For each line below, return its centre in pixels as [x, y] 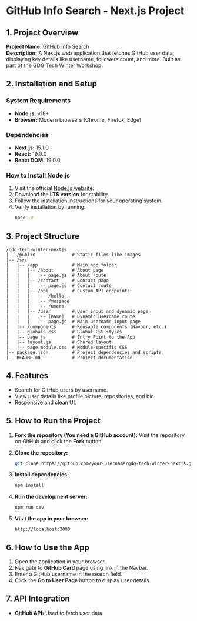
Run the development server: [51, 497]
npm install [29, 485]
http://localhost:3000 [42, 530]
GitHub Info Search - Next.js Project [95, 11]
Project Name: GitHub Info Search [48, 46]
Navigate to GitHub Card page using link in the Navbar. [81, 568]
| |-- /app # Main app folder [61, 265]
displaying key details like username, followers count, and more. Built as [93, 59]
